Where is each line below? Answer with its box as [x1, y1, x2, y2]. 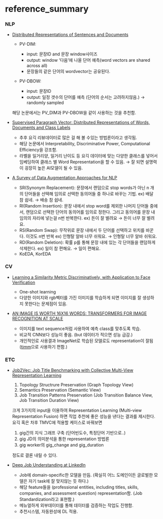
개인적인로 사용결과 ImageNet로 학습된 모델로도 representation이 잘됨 [19, 338, 154, 344]
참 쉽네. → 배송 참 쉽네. [19, 197, 64, 203]
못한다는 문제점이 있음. [24, 300, 68, 307]
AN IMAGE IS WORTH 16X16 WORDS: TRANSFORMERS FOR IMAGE [12, 310, 147, 316]
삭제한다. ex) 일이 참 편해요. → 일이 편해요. [19, 245, 101, 251]
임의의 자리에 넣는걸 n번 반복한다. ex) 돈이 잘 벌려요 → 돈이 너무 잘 [19, 215, 146, 221]
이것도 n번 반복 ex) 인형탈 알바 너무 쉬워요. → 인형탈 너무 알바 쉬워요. [26, 233, 157, 239]
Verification [12, 279, 35, 285]
